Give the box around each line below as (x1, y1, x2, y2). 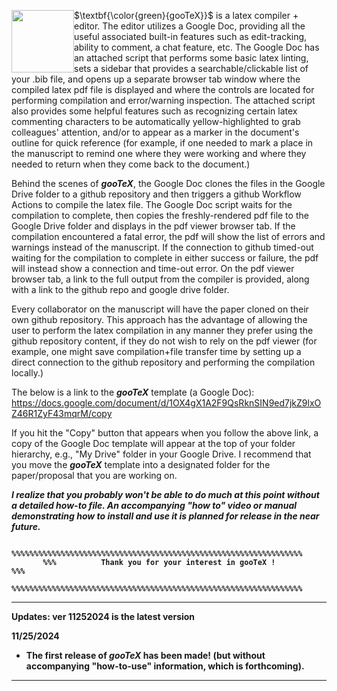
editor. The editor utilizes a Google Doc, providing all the (74, 20, 306, 32)
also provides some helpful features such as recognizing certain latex (11, 105, 298, 117)
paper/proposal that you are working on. (11, 470, 178, 481)
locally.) (11, 367, 44, 379)
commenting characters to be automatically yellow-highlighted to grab (11, 116, 301, 127)
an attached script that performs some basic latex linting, (74, 52, 309, 64)
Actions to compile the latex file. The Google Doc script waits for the (11, 199, 293, 210)
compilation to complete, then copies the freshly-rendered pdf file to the (11, 210, 309, 221)
